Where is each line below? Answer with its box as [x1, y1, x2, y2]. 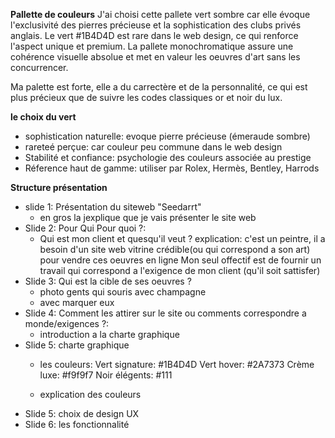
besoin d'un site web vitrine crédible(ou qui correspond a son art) [39, 244, 311, 255]
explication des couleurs [39, 389, 142, 400]
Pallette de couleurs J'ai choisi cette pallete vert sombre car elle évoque [10, 9, 311, 20]
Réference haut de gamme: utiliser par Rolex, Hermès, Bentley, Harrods [24, 162, 320, 174]
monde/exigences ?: [24, 318, 110, 329]
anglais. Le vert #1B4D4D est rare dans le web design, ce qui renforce [10, 30, 299, 41]
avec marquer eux [39, 297, 115, 308]
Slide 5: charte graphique [24, 339, 130, 351]
